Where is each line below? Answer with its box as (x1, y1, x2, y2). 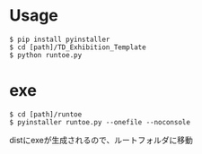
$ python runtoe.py (9, 50, 83, 59)
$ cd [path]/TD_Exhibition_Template (9, 42, 146, 52)
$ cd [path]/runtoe (9, 109, 83, 119)
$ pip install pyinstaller (9, 35, 110, 44)
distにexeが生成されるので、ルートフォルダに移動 (9, 134, 193, 145)
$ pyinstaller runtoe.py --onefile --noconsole (9, 117, 191, 126)
